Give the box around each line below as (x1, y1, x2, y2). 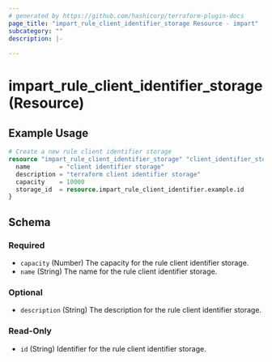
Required (8, 240, 45, 251)
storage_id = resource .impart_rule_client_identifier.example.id (15, 185, 244, 194)
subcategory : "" (8, 27, 63, 35)
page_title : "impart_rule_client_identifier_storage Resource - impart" (8, 19, 259, 28)
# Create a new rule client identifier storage (8, 147, 172, 156)
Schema (8, 215, 51, 229)
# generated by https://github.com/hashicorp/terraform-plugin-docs (8, 11, 244, 20)
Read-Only (8, 326, 53, 337)
